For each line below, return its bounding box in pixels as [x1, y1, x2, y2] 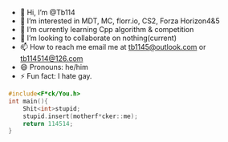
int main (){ [8, 97, 48, 105]
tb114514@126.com [19, 54, 83, 63]
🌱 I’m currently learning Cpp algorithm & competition [19, 25, 194, 34]
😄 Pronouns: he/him [19, 63, 88, 71]
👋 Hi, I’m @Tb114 [19, 8, 76, 17]
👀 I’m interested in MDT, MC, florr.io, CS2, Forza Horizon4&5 [19, 16, 220, 26]
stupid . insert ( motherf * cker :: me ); [22, 112, 138, 120]
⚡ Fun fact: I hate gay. [19, 71, 92, 80]
